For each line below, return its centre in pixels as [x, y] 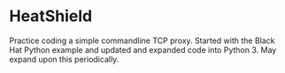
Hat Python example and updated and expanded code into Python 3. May [143, 49]
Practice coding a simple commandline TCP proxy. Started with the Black [142, 40]
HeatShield [51, 16]
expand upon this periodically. [64, 59]
